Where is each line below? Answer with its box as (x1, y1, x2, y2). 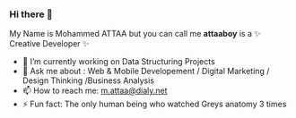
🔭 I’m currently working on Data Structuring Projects (22, 56, 215, 67)
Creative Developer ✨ (9, 38, 90, 49)
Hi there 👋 (9, 8, 54, 21)
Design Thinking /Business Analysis (22, 75, 155, 86)
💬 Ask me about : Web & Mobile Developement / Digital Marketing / (22, 66, 270, 77)
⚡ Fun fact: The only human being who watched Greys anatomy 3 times (22, 98, 287, 110)
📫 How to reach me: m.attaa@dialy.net (22, 85, 168, 97)
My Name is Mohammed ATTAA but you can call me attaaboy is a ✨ (9, 29, 262, 39)
